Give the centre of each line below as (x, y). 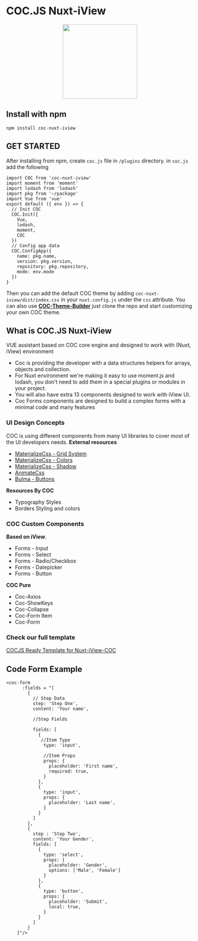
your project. (30, 388)
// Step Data (49, 699)
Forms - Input (32, 548)
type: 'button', (64, 892)
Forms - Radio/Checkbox (45, 560)
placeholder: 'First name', (83, 766)
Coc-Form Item (33, 615)
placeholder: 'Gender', (78, 865)
